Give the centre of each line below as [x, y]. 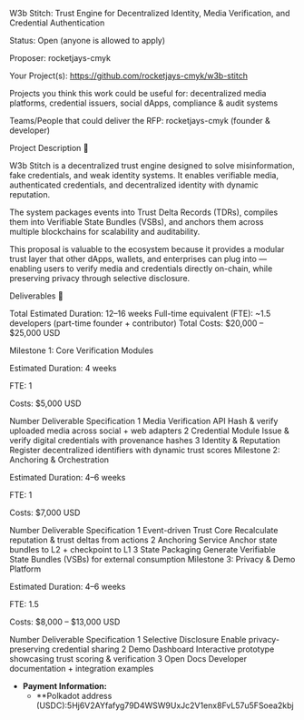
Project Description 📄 [49, 148]
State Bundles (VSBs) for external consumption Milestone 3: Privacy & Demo [152, 559]
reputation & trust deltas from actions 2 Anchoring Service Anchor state [143, 540]
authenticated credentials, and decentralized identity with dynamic [134, 185]
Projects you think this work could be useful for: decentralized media [138, 93]
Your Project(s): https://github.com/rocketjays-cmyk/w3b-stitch [128, 76]
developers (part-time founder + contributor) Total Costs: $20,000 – [137, 323]
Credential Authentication [57, 23]
